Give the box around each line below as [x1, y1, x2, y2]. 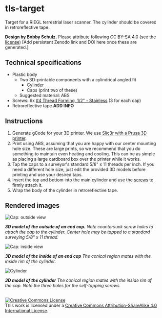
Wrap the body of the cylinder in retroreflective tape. [12, 187, 118, 193]
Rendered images [5, 201, 60, 210]
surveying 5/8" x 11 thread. [5, 234, 59, 240]
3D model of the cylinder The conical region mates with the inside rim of [5, 277, 152, 283]
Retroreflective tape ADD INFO [12, 102, 74, 108]
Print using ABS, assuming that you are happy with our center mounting [12, 140, 156, 146]
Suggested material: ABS [19, 92, 70, 98]
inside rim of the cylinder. [5, 258, 56, 265]
